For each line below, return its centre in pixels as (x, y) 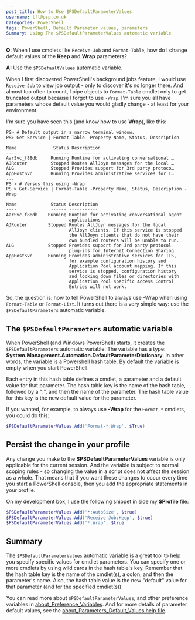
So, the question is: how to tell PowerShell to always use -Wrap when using (97, 298)
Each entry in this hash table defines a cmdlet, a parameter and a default (94, 379)
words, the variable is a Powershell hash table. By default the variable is (93, 361)
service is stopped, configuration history (123, 272)
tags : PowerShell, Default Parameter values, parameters (77, 28)
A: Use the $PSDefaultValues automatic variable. (64, 68)
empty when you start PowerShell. (47, 367)
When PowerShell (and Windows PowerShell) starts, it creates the (85, 343)
